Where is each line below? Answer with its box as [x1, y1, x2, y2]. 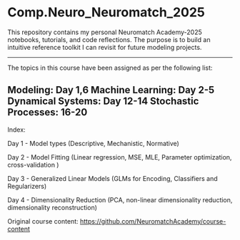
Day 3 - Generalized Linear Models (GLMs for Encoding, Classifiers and [7, 174, 218, 182]
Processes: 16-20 [7, 106, 88, 118]
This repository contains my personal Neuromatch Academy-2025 [7, 28, 202, 36]
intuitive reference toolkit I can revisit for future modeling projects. [7, 43, 202, 51]
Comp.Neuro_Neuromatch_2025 [7, 4, 205, 21]
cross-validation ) [7, 160, 59, 169]
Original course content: [7, 216, 79, 225]
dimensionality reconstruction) [7, 203, 98, 212]
